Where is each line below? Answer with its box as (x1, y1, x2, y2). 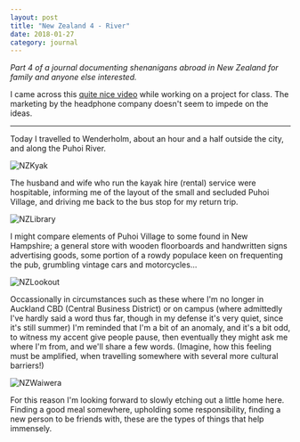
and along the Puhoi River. (10, 143, 106, 154)
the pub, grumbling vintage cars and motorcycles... (10, 259, 198, 270)
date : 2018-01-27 (10, 29, 75, 38)
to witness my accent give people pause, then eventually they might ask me (10, 331, 288, 343)
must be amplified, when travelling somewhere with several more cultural (10, 351, 279, 362)
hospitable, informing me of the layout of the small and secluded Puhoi (10, 187, 270, 198)
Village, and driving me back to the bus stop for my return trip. (10, 197, 239, 208)
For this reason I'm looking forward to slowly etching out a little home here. (10, 395, 285, 405)
